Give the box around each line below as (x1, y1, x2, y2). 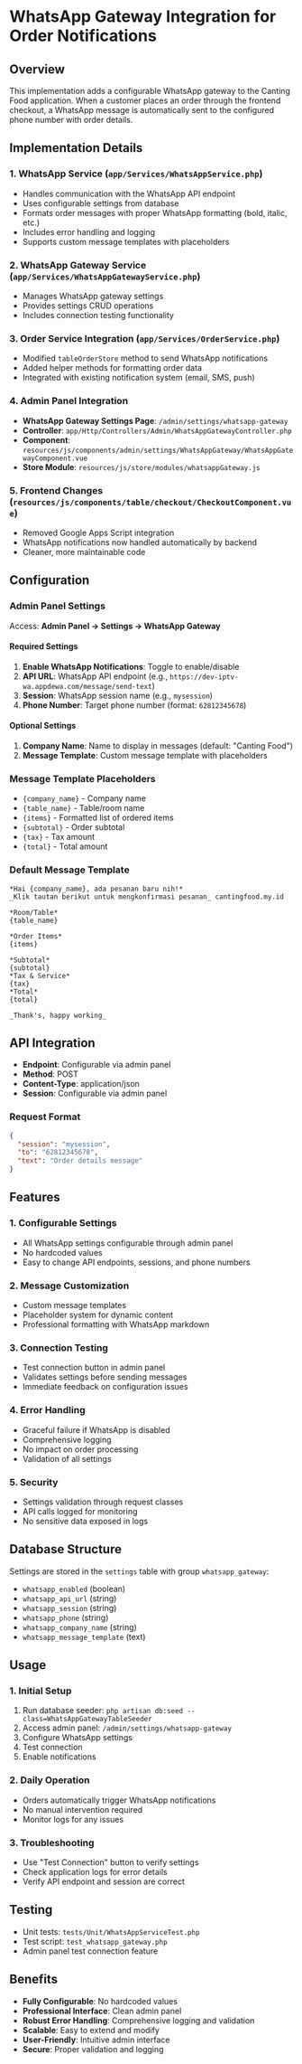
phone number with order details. (9, 115, 133, 125)
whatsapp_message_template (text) (22, 1631, 146, 1642)
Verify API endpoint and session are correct (22, 1876, 185, 1887)
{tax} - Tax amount (22, 832, 96, 843)
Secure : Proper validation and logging (22, 2043, 164, 2054)
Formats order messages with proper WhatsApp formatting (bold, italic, (22, 207, 288, 218)
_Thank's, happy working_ (9, 1011, 106, 1020)
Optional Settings (9, 721, 77, 731)
